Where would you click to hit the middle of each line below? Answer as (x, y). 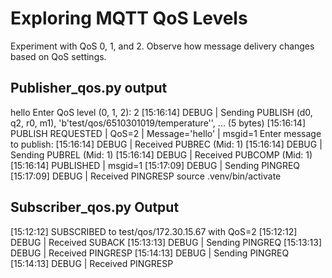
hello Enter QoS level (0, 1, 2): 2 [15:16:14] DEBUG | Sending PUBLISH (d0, (161, 112)
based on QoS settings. (58, 56)
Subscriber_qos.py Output (95, 207)
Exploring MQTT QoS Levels (129, 18)
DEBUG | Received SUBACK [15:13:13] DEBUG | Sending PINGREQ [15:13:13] (166, 242)
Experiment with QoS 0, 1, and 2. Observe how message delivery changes (162, 46)
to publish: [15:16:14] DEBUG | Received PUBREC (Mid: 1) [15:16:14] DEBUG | (166, 144)
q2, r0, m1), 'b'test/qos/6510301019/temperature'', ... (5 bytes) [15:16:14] (158, 123)
